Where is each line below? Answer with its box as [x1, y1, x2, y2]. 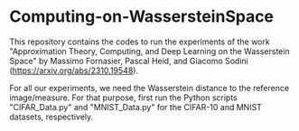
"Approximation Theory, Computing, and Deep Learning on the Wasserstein [9, 45, 291, 56]
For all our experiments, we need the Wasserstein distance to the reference [9, 82, 290, 93]
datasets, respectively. [9, 111, 94, 122]
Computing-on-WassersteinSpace [9, 6, 274, 27]
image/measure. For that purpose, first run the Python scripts [9, 92, 238, 103]
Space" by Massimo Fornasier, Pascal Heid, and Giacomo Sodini [9, 55, 248, 66]
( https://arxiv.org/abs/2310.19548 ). [9, 65, 138, 76]
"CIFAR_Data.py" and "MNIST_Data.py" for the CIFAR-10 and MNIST [9, 101, 262, 112]
